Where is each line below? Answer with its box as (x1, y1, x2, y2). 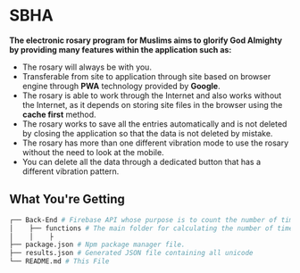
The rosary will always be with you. (21, 62, 152, 72)
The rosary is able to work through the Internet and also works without (21, 90, 282, 101)
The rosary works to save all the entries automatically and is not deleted (21, 118, 287, 129)
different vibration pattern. (21, 166, 120, 177)
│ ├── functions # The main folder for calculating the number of (9, 224, 274, 233)
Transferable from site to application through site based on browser (21, 70, 271, 81)
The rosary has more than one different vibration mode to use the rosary (21, 137, 289, 148)
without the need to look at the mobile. (21, 146, 164, 157)
